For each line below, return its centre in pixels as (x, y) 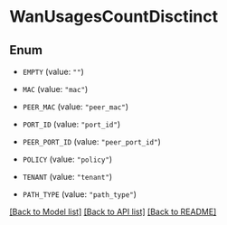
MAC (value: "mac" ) (55, 89)
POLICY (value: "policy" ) (67, 159)
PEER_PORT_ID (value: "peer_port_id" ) (91, 141)
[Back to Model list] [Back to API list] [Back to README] (113, 211)
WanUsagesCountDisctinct (114, 17)
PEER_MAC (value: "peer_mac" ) (76, 107)
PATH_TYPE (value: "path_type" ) (80, 194)
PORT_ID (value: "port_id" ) (71, 124)
